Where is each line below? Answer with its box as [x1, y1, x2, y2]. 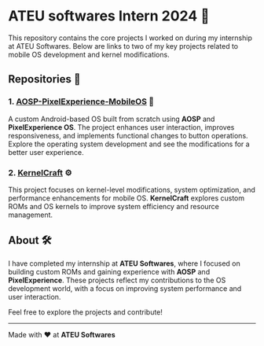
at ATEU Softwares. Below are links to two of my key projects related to [8, 41, 238, 50]
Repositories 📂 [8, 72, 81, 86]
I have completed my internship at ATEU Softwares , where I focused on [8, 259, 241, 268]
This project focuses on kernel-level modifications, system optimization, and [8, 185, 255, 194]
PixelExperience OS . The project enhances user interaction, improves [8, 122, 235, 132]
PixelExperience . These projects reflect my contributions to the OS [8, 275, 226, 285]
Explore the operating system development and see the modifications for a [8, 139, 250, 149]
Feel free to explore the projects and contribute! [8, 307, 163, 317]
